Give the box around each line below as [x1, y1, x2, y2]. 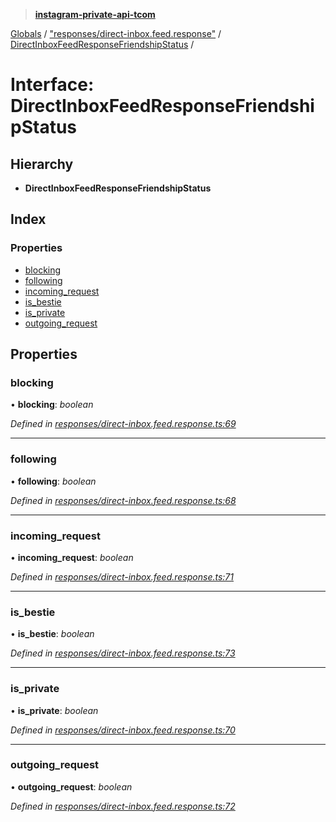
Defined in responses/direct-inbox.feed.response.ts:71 [10, 570, 234, 583]
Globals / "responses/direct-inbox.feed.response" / [10, 28, 222, 39]
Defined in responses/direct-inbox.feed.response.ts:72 [10, 800, 236, 812]
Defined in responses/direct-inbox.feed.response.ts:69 [10, 418, 237, 430]
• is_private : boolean [10, 704, 99, 716]
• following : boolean [10, 475, 97, 487]
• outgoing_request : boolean [10, 780, 133, 793]
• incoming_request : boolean [10, 551, 134, 563]
